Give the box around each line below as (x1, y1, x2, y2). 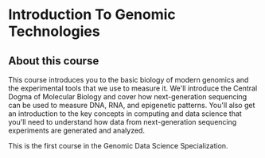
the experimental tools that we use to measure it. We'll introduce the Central (8, 83, 258, 93)
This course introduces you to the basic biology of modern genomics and (8, 75, 249, 84)
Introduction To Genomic (8, 6, 177, 24)
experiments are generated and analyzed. (8, 125, 146, 135)
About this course (8, 54, 99, 67)
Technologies (8, 22, 101, 40)
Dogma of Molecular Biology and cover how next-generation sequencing (8, 92, 247, 101)
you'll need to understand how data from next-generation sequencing (8, 118, 237, 126)
